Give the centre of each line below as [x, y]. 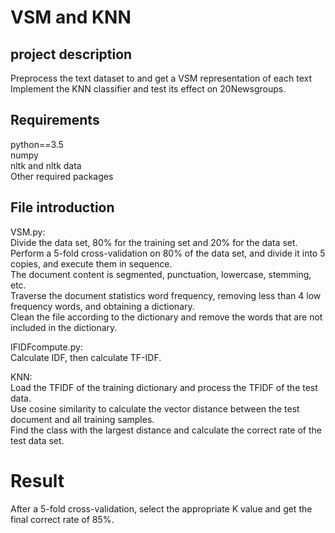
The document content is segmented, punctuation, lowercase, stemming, [161, 274]
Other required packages [62, 176]
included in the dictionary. [64, 327]
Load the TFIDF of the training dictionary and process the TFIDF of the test [164, 387]
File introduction [62, 207]
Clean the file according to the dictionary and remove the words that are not [166, 317]
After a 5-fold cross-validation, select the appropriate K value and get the [161, 508]
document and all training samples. [82, 419]
